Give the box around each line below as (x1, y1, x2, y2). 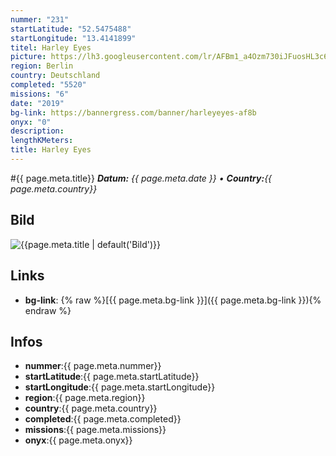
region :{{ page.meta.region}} (24, 392, 146, 404)
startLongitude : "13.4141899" (10, 33, 137, 43)
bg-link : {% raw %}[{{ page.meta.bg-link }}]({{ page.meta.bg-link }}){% (24, 294, 322, 306)
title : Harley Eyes (10, 145, 92, 155)
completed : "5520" (10, 80, 87, 90)
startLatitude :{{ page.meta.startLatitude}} (24, 371, 200, 383)
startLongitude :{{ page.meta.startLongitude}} (24, 381, 216, 393)
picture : (10, 52, 47, 62)
